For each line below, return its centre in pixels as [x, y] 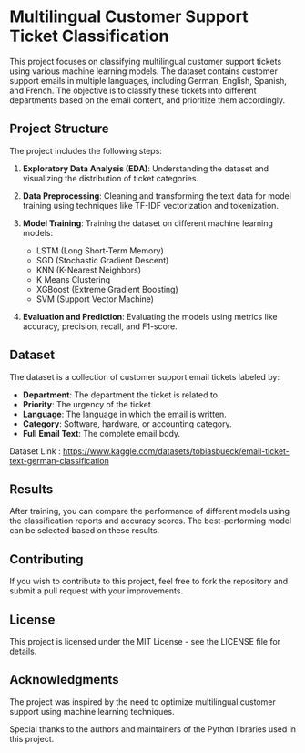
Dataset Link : [35, 451]
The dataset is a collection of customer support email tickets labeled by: [145, 376]
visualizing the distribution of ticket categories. [110, 178]
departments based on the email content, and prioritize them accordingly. [147, 100]
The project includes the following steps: [86, 150]
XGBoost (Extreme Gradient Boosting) [107, 289]
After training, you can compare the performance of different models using [149, 511]
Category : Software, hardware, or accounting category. [127, 423]
